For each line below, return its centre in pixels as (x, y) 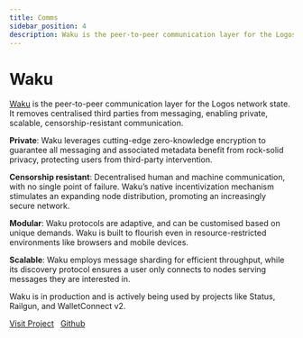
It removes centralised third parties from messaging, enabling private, (139, 114)
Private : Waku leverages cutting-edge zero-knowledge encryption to (138, 141)
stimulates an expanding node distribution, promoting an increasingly (138, 196)
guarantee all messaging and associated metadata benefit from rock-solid (147, 151)
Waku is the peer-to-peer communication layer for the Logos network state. (150, 104)
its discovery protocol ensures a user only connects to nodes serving (138, 269)
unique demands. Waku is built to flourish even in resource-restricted (138, 233)
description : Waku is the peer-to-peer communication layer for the (141, 34)
